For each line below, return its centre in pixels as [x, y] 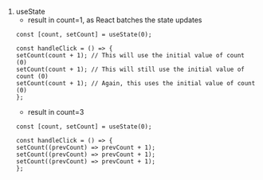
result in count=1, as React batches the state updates [115, 20]
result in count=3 [56, 112]
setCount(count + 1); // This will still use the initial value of [130, 69]
